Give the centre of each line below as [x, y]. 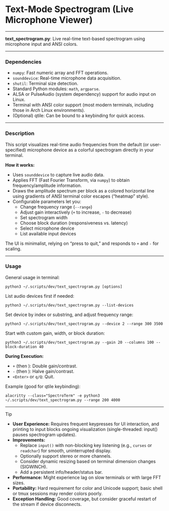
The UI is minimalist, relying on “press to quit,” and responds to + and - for [82, 243]
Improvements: [29, 440]
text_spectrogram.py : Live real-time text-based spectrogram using [75, 38]
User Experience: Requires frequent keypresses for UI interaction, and [86, 424]
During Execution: [24, 356]
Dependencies [23, 61]
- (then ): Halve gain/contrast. [43, 371]
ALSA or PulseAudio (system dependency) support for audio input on [84, 94]
